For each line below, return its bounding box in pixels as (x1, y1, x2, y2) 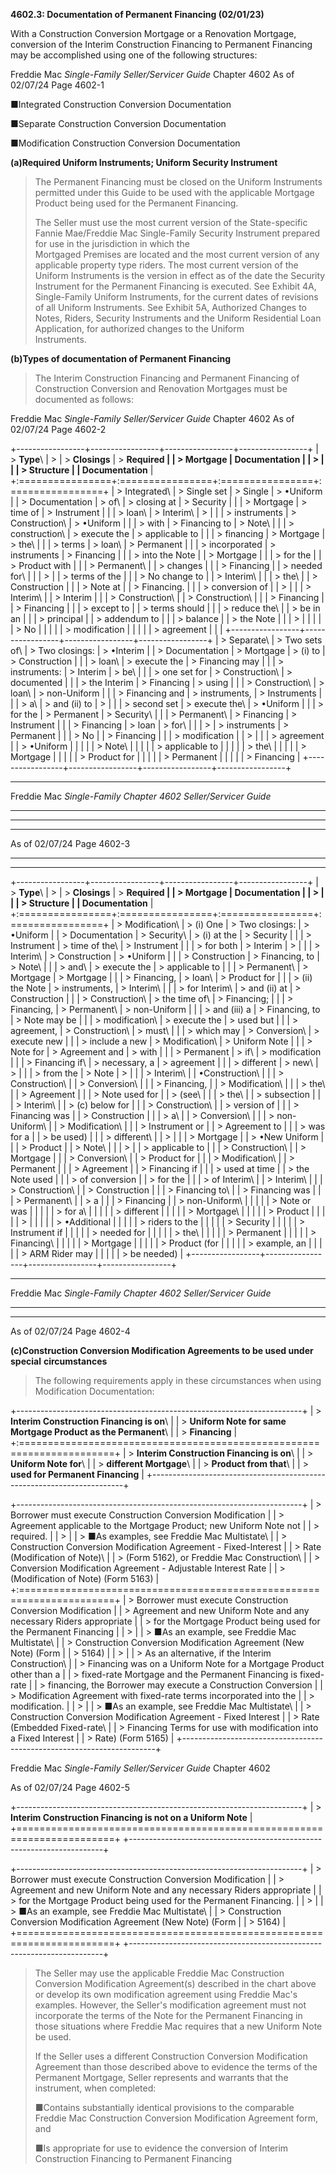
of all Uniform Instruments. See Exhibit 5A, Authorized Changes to (34, 302, 308, 313)
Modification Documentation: (34, 1385, 155, 1397)
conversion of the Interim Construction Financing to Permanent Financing (10, 39, 313, 50)
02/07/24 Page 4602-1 (10, 79, 105, 91)
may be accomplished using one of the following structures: (10, 49, 258, 61)
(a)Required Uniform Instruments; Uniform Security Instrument (10, 157, 278, 168)
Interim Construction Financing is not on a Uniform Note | (10, 1812, 253, 1823)
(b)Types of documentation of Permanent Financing (10, 353, 232, 364)
